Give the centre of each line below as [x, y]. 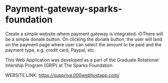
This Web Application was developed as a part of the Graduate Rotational [82, 60]
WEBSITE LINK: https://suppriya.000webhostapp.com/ [62, 75]
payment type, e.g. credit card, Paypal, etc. [50, 50]
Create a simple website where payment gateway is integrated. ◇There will [84, 34]
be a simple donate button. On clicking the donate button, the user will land [84, 39]
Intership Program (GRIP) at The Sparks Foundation [59, 65]
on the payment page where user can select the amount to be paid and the [83, 44]
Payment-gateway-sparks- [64, 9]
